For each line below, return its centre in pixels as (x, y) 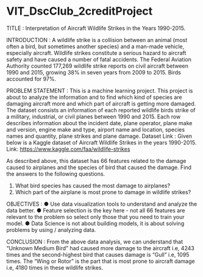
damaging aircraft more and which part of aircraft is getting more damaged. (101, 103)
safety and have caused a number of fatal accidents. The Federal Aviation (99, 59)
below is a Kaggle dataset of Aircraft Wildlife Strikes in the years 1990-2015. (101, 142)
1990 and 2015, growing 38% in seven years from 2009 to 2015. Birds (94, 72)
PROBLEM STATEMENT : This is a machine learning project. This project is (100, 90)
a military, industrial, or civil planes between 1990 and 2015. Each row (94, 117)
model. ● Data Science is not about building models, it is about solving (95, 223)
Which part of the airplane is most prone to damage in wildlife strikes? (103, 192)
